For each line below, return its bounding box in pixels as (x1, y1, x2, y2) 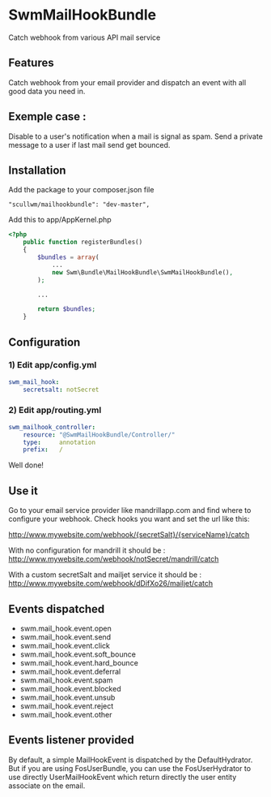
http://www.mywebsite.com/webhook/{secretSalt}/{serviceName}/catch (8, 530, 250, 540)
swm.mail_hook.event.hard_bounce (19, 657, 139, 667)
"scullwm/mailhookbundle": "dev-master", (8, 200, 150, 209)
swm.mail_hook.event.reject (19, 700, 114, 711)
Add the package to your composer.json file (8, 185, 155, 195)
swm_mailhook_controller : (8, 423, 95, 431)
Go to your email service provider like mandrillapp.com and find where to (8, 506, 252, 515)
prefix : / (23, 446, 63, 454)
